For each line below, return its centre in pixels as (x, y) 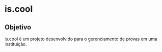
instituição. (16, 44)
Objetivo (18, 27)
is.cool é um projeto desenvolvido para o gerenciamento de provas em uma (81, 39)
